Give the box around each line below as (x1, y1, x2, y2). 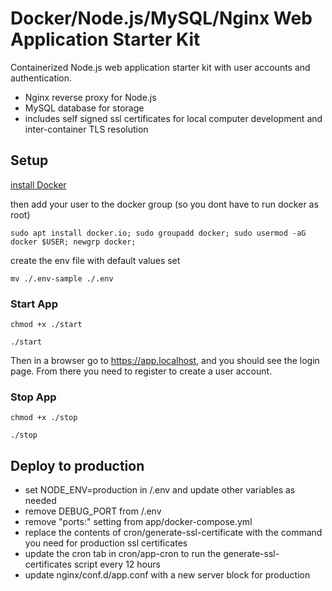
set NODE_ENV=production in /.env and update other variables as (24, 484, 296, 496)
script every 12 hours (73, 558, 161, 571)
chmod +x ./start (10, 320, 83, 330)
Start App (10, 297, 58, 311)
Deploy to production (10, 457, 145, 474)
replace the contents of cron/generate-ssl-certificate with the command (24, 527, 323, 539)
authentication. (10, 72, 73, 84)
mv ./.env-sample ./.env (10, 273, 114, 284)
